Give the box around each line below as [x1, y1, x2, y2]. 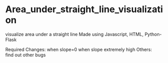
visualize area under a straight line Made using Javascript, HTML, [5, 31, 144, 37]
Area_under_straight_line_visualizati [5, 4, 163, 15]
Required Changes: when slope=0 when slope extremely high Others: [5, 46, 152, 52]
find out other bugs [5, 52, 46, 58]
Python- [144, 31, 162, 37]
